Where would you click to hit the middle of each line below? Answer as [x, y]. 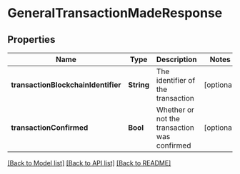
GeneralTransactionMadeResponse [115, 13]
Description [176, 60]
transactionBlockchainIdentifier [66, 85]
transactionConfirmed [50, 128]
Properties [31, 40]
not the [168, 119]
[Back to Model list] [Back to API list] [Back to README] [89, 163]
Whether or [175, 110]
